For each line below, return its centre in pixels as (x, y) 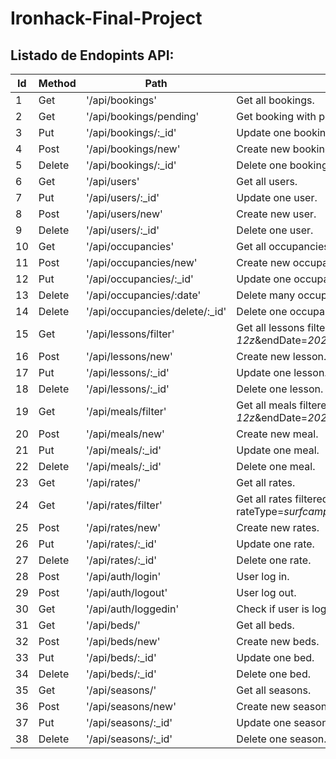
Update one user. (277, 197)
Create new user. (276, 214)
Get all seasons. (274, 690)
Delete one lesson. (280, 389)
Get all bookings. (275, 100)
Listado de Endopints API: (92, 55)
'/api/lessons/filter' (130, 334)
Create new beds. (278, 641)
